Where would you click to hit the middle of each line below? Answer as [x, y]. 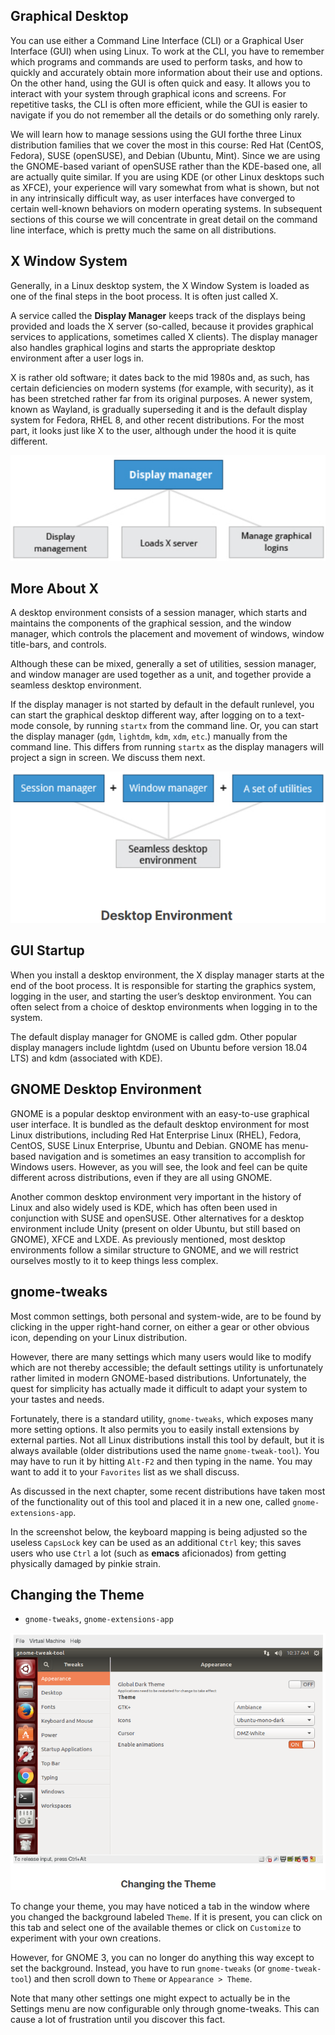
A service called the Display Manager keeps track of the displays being [158, 315]
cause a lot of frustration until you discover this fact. [118, 2019]
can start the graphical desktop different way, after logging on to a [147, 715]
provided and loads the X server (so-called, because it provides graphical [162, 326]
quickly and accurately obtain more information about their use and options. [166, 72]
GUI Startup [47, 950]
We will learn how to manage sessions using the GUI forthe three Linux [156, 134]
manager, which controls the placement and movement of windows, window [167, 634]
